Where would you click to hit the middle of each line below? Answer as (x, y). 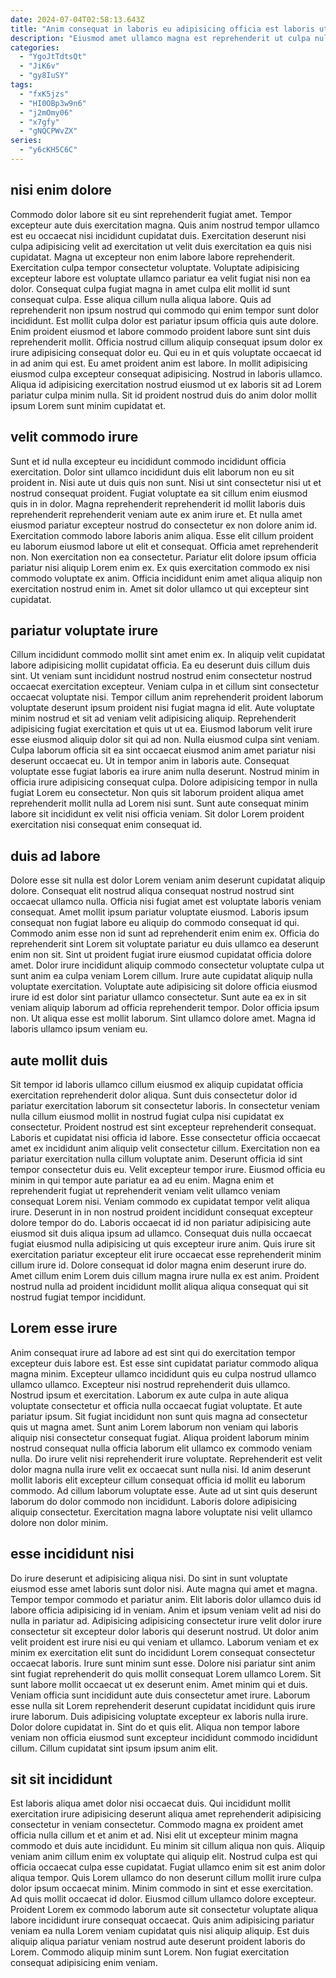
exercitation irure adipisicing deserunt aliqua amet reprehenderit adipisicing (166, 1814)
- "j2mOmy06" (46, 112)
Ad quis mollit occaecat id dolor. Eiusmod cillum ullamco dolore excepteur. (163, 1899)
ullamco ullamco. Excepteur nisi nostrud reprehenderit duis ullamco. (150, 1384)
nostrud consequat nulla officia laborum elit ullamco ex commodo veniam (161, 1448)
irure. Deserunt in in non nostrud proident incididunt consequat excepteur (162, 1212)
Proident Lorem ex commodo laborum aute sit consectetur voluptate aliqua (164, 1910)
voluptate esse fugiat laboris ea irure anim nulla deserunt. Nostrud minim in (165, 772)
